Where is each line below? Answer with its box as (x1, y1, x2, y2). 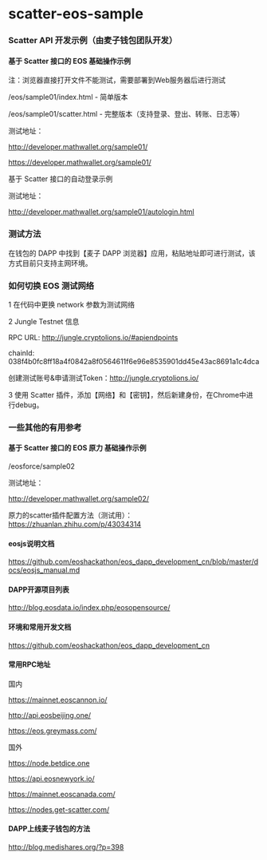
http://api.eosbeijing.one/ (8, 710, 92, 719)
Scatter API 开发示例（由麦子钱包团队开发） (8, 35, 178, 46)
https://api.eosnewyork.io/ (8, 774, 95, 783)
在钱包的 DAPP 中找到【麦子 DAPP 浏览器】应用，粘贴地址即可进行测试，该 (8, 248, 257, 258)
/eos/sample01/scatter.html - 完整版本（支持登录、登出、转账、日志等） (8, 109, 245, 119)
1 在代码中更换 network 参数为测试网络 (8, 299, 135, 309)
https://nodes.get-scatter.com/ (8, 804, 110, 814)
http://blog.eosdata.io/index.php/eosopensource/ (8, 603, 171, 612)
